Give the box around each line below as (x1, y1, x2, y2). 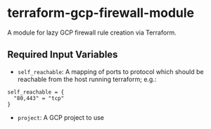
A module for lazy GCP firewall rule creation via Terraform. (7, 28, 177, 37)
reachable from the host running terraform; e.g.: (17, 75, 157, 83)
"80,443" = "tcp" (13, 94, 65, 102)
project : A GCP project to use (17, 113, 104, 121)
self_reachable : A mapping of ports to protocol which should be (17, 67, 204, 75)
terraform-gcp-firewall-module (7, 5, 195, 21)
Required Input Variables (7, 49, 118, 61)
